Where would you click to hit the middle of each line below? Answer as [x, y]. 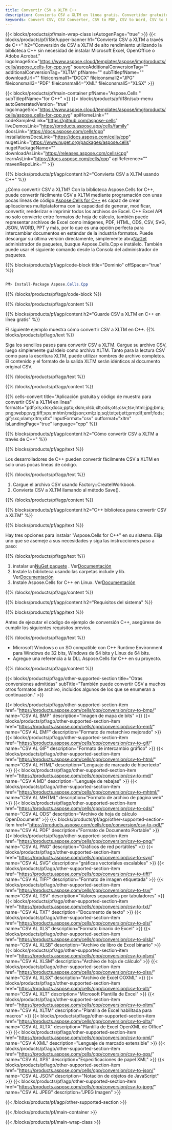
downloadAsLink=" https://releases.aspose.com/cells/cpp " [67, 153]
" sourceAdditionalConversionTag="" [109, 67]
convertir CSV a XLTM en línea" [39, 402]
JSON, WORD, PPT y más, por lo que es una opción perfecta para [75, 228]
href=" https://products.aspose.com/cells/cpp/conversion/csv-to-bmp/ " [81, 710]
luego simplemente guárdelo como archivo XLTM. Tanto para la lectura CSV [85, 350]
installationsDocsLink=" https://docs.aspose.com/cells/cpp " [68, 137]
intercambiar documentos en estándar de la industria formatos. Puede [79, 233]
